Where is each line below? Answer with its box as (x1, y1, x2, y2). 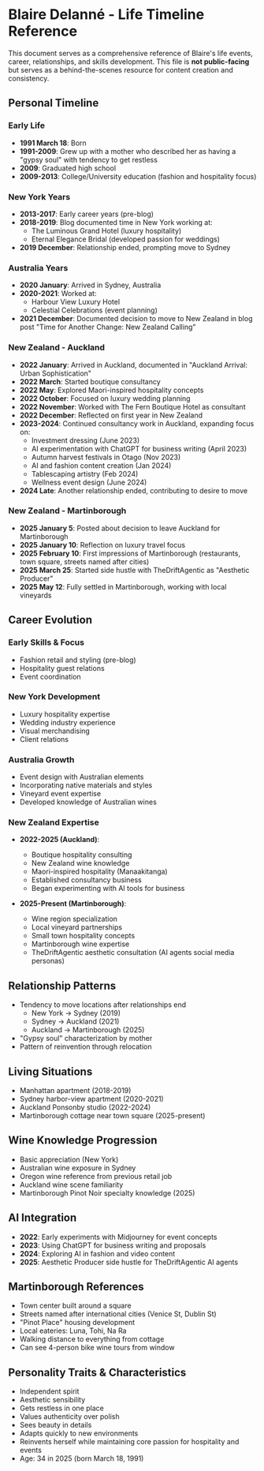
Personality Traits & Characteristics (8, 1365, 187, 1379)
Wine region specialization (31, 914, 118, 924)
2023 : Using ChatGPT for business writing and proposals (19, 1241, 206, 1250)
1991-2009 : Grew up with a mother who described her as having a (19, 146, 236, 155)
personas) (31, 956, 65, 966)
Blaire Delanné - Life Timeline (8, 6, 205, 24)
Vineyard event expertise (19, 789, 101, 799)
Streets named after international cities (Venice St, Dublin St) (19, 1309, 217, 1319)
